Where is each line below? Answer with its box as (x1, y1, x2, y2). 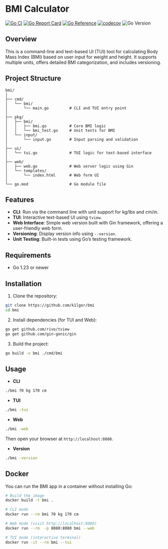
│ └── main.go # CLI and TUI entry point (5, 105, 127, 110)
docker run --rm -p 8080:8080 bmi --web (5, 525, 95, 531)
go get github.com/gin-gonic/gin (5, 331, 77, 336)
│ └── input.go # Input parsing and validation (5, 136, 138, 142)
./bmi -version (5, 455, 38, 461)
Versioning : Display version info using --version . (12, 231, 116, 237)
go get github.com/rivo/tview (5, 327, 70, 332)
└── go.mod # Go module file (5, 181, 106, 187)
